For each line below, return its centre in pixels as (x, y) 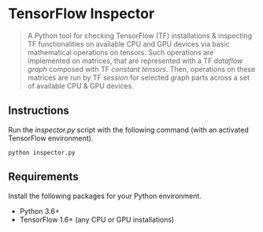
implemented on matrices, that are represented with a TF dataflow (135, 61)
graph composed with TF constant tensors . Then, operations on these (141, 69)
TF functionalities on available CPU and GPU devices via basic (128, 43)
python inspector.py (42, 152)
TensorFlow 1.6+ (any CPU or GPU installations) (97, 219)
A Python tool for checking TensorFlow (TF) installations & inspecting (140, 36)
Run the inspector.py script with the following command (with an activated (129, 129)
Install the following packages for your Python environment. (105, 196)
